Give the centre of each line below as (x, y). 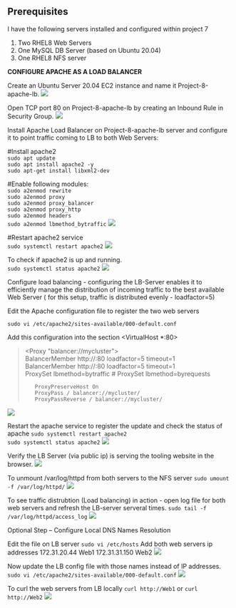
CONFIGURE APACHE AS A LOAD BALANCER (75, 71)
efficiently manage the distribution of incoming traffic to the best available (116, 289)
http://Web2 (25, 597)
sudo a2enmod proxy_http (44, 210)
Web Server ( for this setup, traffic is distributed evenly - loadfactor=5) (111, 297)
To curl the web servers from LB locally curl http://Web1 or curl (103, 588)
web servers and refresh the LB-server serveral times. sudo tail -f (107, 507)
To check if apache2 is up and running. (65, 259)
